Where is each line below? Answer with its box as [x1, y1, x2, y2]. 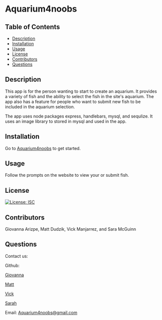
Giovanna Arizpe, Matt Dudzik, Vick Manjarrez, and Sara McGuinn [5, 226, 136, 232]
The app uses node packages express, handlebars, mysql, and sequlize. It [5, 113, 153, 119]
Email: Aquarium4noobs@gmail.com [5, 309, 77, 315]
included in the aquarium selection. [5, 103, 75, 110]
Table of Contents [5, 23, 60, 31]
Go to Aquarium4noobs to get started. [5, 145, 81, 151]
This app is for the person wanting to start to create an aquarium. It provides [5, 88, 157, 94]
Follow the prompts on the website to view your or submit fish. [5, 172, 129, 178]
